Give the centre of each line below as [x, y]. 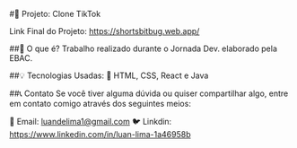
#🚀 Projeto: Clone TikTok [55, 14]
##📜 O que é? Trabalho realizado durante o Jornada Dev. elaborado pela [144, 48]
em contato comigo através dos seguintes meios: [100, 104]
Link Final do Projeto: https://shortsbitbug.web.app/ [105, 31]
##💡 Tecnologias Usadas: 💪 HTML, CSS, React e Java [109, 75]
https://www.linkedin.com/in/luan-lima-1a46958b [100, 134]
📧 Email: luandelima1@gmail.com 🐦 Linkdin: [91, 122]
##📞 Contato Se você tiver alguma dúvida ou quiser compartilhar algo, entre [149, 93]
